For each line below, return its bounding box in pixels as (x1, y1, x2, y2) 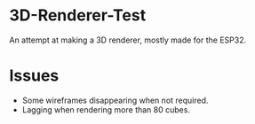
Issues (9, 66, 60, 86)
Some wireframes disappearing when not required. (21, 95, 209, 105)
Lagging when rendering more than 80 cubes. (21, 104, 191, 115)
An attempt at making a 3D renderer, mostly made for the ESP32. (9, 35, 247, 45)
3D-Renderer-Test (9, 5, 147, 26)
